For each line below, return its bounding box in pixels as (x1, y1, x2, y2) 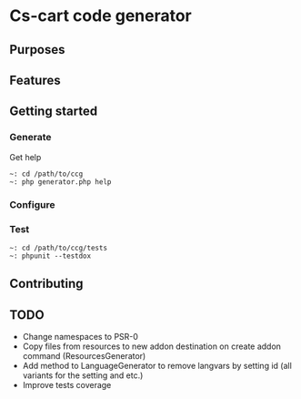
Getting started (9, 104, 98, 119)
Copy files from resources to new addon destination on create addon (22, 341, 282, 352)
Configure (9, 198, 55, 210)
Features (9, 72, 61, 87)
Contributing (9, 276, 84, 292)
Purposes (9, 42, 65, 57)
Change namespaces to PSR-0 (22, 332, 139, 343)
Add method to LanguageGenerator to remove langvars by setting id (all (22, 361, 293, 372)
